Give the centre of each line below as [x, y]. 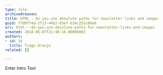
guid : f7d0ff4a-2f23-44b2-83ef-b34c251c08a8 [51, 23]
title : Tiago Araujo [30, 45]
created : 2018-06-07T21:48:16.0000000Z [45, 32]
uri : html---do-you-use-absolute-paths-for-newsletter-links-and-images [80, 28]
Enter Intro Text [20, 68]
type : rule [16, 9]
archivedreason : [21, 14]
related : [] [17, 50]
